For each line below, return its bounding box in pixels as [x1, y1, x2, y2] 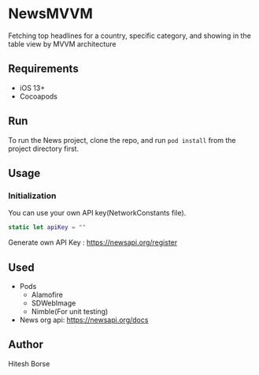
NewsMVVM [8, 5, 93, 23]
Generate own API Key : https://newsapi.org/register [8, 238, 178, 247]
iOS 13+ [19, 83, 46, 92]
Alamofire [31, 290, 63, 299]
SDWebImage [31, 298, 76, 308]
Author [8, 338, 43, 351]
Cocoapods [19, 92, 57, 101]
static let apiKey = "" [8, 223, 87, 231]
